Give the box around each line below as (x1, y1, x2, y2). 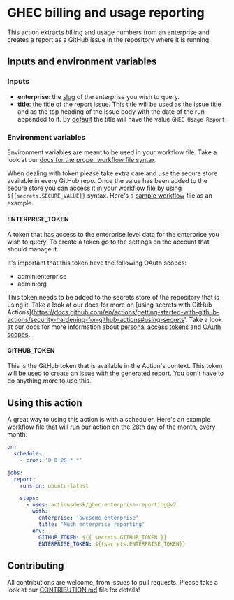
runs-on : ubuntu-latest (20, 482, 89, 490)
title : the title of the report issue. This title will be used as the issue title (17, 100, 221, 108)
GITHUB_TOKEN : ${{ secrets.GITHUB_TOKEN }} (38, 534, 168, 541)
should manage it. (7, 245, 59, 254)
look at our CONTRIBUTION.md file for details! (7, 585, 140, 594)
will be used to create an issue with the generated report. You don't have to (7, 369, 224, 378)
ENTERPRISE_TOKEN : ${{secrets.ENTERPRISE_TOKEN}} (38, 540, 187, 548)
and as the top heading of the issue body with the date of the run (17, 107, 205, 116)
